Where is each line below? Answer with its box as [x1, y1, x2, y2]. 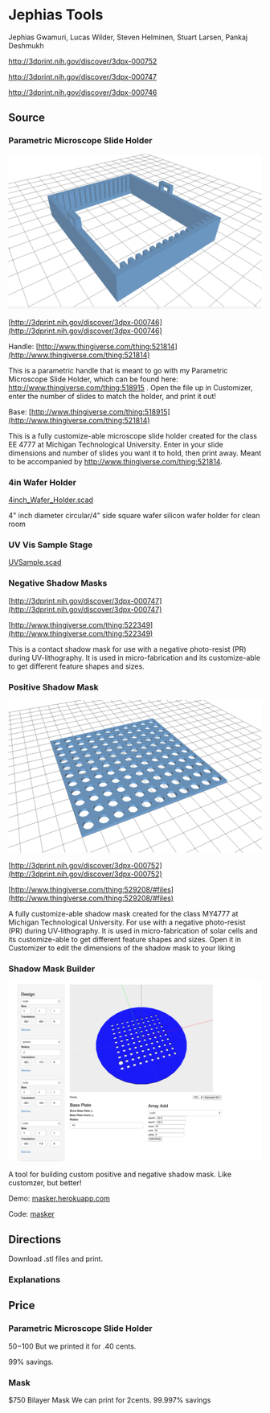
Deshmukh [8, 40, 44, 50]
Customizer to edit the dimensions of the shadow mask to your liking [8, 943, 235, 953]
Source [8, 111, 46, 125]
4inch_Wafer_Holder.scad [8, 495, 94, 505]
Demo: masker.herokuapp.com [8, 1193, 110, 1204]
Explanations [8, 1274, 61, 1285]
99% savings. [8, 1357, 54, 1366]
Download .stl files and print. [8, 1254, 103, 1264]
